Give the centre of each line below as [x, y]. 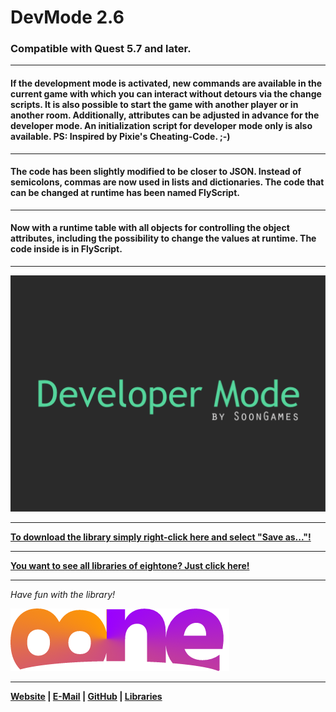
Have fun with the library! [63, 595]
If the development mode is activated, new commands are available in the [166, 83]
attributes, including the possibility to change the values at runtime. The [163, 238]
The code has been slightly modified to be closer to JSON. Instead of [156, 172]
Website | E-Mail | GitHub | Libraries [86, 697]
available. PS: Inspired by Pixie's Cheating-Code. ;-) [120, 137]
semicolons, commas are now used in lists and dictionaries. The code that [167, 182]
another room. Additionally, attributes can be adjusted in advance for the [165, 115]
